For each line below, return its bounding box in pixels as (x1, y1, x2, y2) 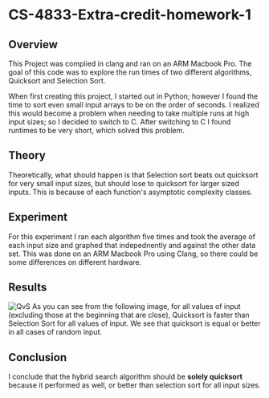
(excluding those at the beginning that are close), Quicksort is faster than (8, 311, 251, 320)
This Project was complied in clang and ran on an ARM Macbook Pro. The (8, 59, 252, 68)
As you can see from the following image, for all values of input (31, 302, 241, 311)
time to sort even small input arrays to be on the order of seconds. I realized (8, 100, 259, 109)
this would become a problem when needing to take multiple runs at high (8, 108, 250, 118)
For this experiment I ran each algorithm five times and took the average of (8, 231, 255, 242)
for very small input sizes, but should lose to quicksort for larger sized (8, 178, 239, 188)
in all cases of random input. (8, 327, 103, 337)
